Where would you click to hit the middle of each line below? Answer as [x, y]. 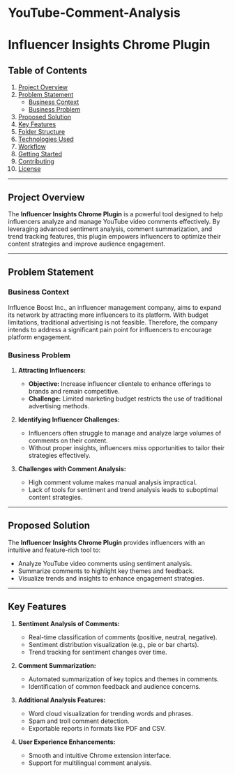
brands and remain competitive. [74, 391]
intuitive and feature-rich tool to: [54, 550]
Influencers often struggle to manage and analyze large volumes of [125, 433]
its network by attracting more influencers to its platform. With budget [108, 315]
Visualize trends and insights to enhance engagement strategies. [111, 578]
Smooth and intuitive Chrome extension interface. [100, 755]
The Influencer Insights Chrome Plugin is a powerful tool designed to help [115, 214]
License [29, 169]
